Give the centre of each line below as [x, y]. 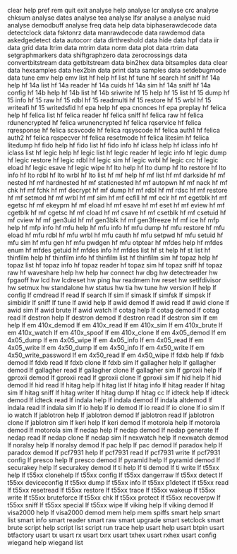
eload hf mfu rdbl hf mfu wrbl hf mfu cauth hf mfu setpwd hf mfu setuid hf [115, 235]
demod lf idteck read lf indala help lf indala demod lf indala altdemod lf [110, 400]
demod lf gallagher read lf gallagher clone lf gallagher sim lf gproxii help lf [115, 370]
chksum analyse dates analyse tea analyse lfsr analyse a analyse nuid [109, 18]
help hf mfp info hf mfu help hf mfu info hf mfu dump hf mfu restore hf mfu [116, 228]
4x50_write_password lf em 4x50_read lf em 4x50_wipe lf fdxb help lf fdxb [116, 355]
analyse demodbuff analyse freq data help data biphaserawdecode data [112, 25]
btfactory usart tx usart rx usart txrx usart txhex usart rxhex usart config [112, 535]
